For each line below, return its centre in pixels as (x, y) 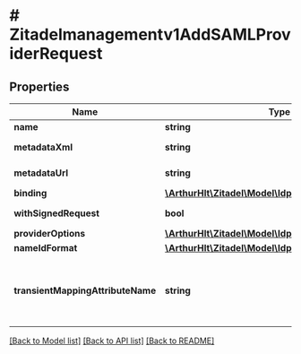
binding (30, 193)
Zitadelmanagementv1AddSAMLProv (150, 35)
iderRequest (56, 54)
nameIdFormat (46, 248)
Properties (39, 86)
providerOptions (50, 233)
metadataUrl (41, 173)
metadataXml (43, 147)
